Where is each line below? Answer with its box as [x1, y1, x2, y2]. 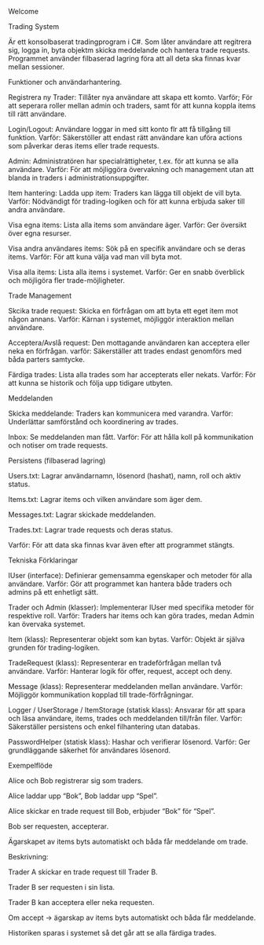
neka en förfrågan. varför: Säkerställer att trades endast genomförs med [8, 346, 242, 356]
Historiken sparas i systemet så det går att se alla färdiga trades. [8, 929, 217, 937]
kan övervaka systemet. [8, 620, 86, 628]
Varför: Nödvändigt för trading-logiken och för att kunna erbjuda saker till [8, 196, 245, 206]
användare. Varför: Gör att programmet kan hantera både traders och [8, 579, 232, 588]
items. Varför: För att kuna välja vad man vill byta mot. [8, 252, 182, 262]
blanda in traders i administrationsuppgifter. [8, 173, 149, 182]
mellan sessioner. [8, 62, 65, 71]
